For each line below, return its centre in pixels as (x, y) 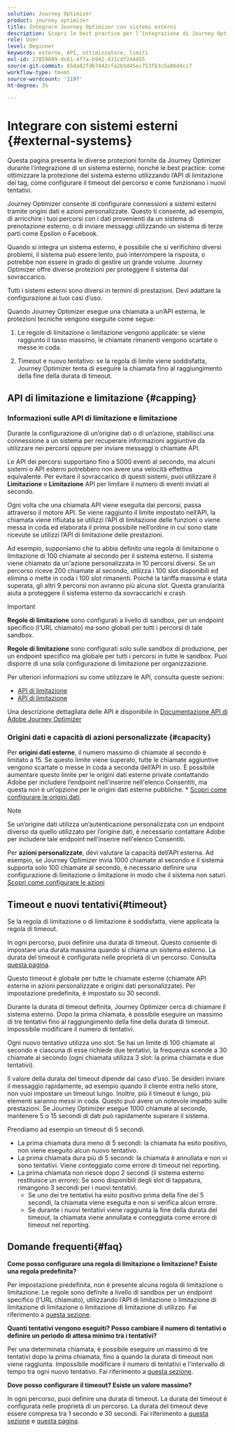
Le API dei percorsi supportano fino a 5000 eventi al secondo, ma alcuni (111, 461)
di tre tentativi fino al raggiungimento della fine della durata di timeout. (108, 1021)
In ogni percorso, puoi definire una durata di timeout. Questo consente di (112, 942)
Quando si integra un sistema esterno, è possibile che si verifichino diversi (114, 247)
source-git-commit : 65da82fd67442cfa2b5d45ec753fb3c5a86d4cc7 (100, 66)
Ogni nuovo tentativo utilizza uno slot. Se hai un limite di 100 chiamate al (111, 1042)
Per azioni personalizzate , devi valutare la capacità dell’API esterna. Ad (111, 853)
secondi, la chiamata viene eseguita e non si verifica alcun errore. (123, 1202)
